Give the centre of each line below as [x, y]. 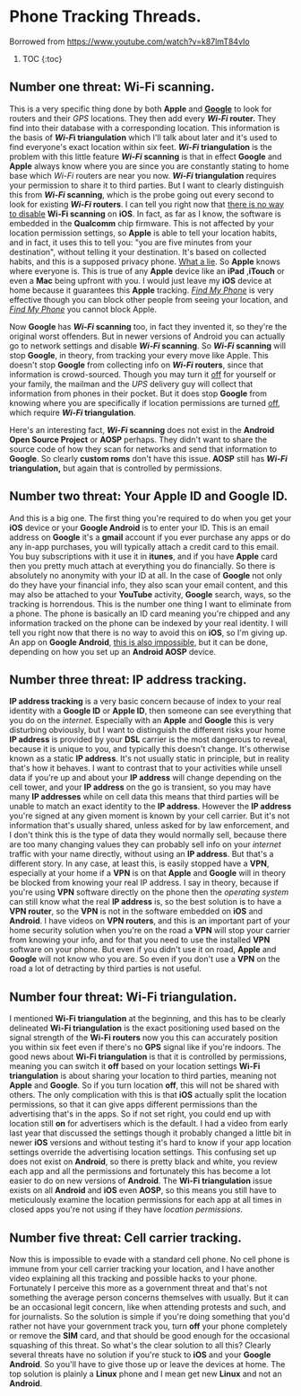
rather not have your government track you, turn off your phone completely [149, 1326]
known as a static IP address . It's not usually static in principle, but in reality [149, 759]
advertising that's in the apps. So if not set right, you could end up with [140, 1114]
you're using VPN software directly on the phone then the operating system [149, 892]
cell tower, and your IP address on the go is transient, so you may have [140, 787]
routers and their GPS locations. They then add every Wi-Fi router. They [143, 118]
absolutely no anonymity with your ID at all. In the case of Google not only [146, 575]
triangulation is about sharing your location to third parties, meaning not [143, 1076]
